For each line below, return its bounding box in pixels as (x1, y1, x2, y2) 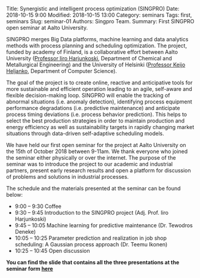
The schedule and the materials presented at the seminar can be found (6, 185, 181, 192)
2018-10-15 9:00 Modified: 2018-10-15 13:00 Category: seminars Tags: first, (6, 11, 192, 19)
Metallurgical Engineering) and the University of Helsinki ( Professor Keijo (6, 61, 186, 68)
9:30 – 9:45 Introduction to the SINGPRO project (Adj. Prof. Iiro (14, 209, 169, 216)
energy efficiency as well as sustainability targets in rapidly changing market (6, 124, 195, 130)
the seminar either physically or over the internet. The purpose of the (6, 154, 176, 161)
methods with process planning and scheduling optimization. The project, (6, 42, 187, 49)
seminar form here (6, 265, 54, 272)
